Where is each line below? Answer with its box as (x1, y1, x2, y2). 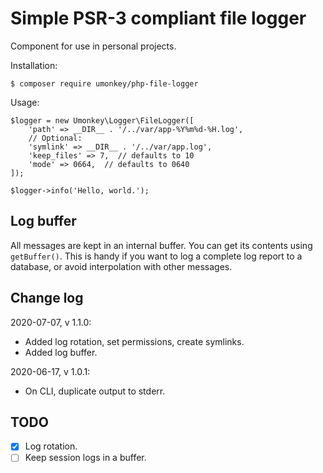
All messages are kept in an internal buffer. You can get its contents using (10, 239, 313, 251)
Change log (10, 290, 84, 307)
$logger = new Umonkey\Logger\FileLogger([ (10, 115, 195, 126)
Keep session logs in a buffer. (24, 452, 147, 464)
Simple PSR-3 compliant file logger (10, 7, 307, 30)
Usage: (10, 96, 40, 108)
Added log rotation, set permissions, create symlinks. (24, 335, 245, 347)
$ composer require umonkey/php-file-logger (10, 78, 199, 89)
